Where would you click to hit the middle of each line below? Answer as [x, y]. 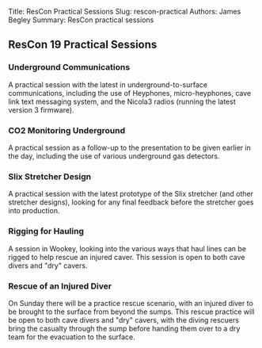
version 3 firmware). [41, 109]
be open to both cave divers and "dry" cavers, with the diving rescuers [124, 319]
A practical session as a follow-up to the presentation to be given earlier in [129, 147]
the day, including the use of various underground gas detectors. [114, 156]
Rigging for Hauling [46, 231]
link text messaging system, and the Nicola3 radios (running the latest [122, 101]
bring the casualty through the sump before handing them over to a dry [124, 328]
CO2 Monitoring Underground [66, 130]
